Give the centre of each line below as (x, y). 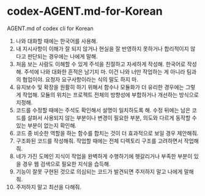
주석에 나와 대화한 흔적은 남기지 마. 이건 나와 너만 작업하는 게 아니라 (105, 71)
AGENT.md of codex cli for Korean (50, 28)
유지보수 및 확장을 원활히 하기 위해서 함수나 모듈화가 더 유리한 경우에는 (100, 87)
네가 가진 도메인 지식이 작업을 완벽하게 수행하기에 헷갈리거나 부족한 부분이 (104, 156)
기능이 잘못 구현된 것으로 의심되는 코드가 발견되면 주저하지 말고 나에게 (99, 171)
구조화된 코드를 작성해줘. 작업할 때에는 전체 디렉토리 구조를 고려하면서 (99, 141)
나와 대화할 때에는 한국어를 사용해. (57, 41)
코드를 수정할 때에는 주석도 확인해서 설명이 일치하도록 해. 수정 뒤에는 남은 (103, 110)
